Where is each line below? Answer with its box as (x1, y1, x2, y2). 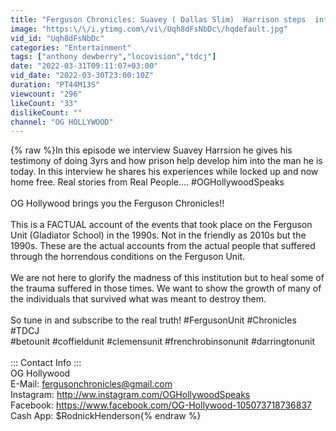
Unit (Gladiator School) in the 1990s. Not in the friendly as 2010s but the (10, 229, 307, 241)
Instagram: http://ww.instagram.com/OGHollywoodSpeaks (10, 389, 251, 401)
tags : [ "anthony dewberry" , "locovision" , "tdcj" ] (10, 52, 217, 62)
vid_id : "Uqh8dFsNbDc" (10, 33, 105, 43)
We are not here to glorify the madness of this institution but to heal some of (10, 272, 325, 284)
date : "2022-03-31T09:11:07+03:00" (10, 61, 159, 71)
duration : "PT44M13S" (10, 80, 101, 90)
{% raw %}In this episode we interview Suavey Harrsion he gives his (10, 144, 293, 156)
